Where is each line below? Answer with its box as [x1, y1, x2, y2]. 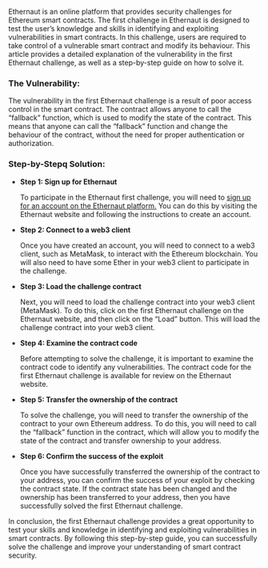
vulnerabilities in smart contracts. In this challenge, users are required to [8, 32, 246, 42]
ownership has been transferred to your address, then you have [19, 492, 230, 502]
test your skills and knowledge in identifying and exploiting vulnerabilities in [8, 525, 258, 534]
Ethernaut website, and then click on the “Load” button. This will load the [19, 314, 261, 324]
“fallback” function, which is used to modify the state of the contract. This [8, 113, 252, 123]
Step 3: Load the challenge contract [19, 281, 142, 291]
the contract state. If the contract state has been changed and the [19, 484, 238, 493]
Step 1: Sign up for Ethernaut [19, 176, 118, 187]
